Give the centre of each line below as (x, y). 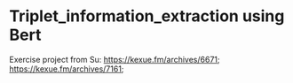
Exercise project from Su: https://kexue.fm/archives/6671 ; (115, 59)
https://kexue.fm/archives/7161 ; (67, 69)
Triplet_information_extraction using (147, 16)
